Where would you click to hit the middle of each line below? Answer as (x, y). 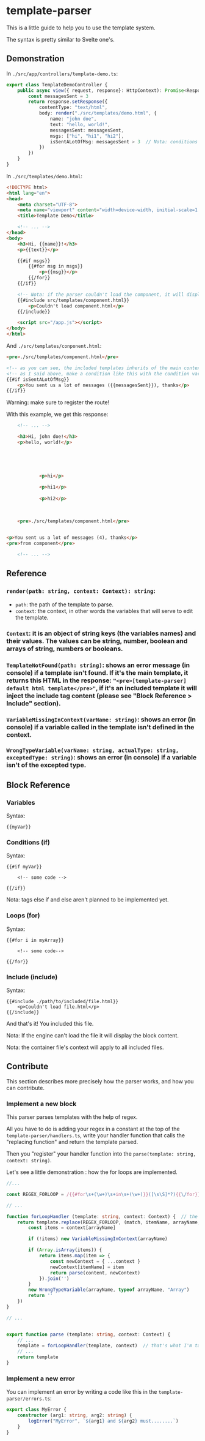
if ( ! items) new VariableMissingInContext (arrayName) (98, 1239)
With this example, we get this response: (57, 415)
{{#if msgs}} (34, 261)
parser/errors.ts (28, 1399)
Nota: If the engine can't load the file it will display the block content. (92, 1035)
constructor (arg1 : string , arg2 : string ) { (75, 1415)
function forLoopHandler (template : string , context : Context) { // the (102, 1216)
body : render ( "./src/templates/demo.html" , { (98, 113)
